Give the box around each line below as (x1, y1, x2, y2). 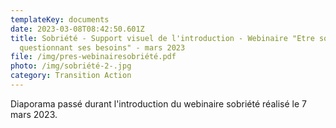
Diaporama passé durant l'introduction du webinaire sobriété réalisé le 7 (10, 97, 307, 110)
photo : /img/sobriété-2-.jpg (10, 61, 132, 71)
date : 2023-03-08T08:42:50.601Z (10, 24, 145, 34)
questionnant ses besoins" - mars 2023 (19, 42, 186, 53)
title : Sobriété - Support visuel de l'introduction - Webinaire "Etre (10, 33, 315, 43)
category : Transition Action (10, 71, 132, 81)
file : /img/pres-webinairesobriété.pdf (10, 52, 177, 62)
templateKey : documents (10, 14, 110, 25)
